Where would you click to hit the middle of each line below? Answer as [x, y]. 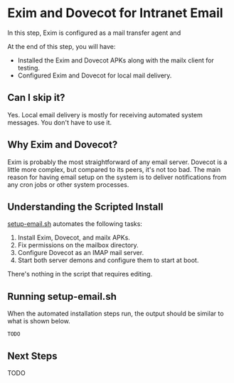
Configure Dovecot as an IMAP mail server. [81, 253]
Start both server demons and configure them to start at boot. [108, 260]
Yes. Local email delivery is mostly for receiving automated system [105, 114]
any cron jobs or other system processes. [68, 184]
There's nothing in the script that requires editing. [80, 274]
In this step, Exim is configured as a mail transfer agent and [94, 33]
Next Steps [32, 356]
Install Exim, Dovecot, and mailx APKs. [74, 238]
